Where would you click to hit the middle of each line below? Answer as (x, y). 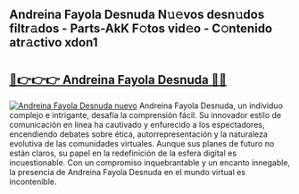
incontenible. (33, 181)
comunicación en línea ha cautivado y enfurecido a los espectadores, (137, 125)
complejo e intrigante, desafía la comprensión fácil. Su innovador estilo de (145, 115)
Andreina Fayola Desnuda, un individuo (211, 105)
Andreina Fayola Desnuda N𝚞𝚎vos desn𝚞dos (137, 15)
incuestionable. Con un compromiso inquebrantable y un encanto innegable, (150, 163)
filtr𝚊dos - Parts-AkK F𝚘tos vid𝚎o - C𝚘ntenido (141, 29)
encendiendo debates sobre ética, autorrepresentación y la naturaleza (138, 134)
